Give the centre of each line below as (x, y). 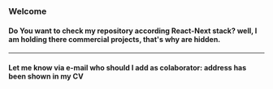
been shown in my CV (46, 76)
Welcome (28, 11)
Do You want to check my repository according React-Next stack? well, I (133, 31)
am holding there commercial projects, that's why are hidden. (115, 39)
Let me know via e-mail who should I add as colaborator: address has (128, 67)
